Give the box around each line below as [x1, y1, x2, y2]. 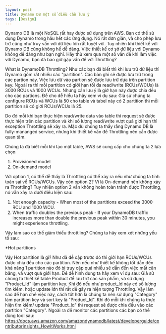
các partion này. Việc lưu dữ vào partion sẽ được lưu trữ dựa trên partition [5, 77, 155, 83]
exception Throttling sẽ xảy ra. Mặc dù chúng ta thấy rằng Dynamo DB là [5, 123, 154, 129]
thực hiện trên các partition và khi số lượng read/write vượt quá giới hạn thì [5, 118, 158, 124]
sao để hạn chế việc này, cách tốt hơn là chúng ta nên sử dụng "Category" [5, 292, 158, 298]
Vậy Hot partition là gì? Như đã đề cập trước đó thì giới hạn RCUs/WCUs [5, 254, 152, 260]
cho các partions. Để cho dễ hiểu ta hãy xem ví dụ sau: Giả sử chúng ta [5, 93, 151, 99]
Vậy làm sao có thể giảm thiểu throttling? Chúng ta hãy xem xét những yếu [5, 230, 157, 236]
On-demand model [12, 164, 51, 170]
